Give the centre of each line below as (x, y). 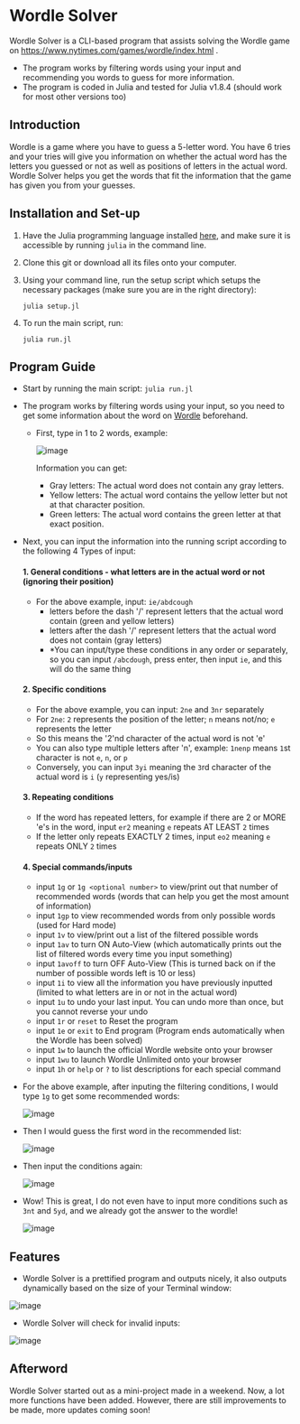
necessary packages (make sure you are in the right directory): (139, 289)
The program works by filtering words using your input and (132, 68)
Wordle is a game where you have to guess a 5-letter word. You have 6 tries (150, 146)
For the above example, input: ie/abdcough (114, 601)
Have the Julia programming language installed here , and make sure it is (156, 235)
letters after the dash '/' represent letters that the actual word (163, 630)
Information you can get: (82, 468)
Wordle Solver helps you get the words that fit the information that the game (150, 175)
